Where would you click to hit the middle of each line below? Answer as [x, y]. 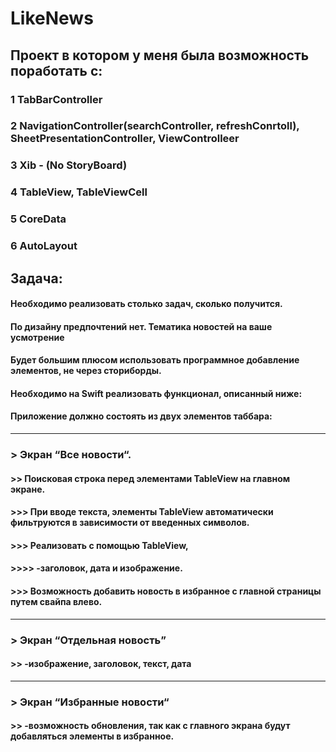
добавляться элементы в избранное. [92, 736]
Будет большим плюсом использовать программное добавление [155, 360]
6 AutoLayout [44, 246]
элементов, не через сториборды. [86, 371]
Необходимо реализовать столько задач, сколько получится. [146, 304]
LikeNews [52, 18]
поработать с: [56, 70]
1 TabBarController [56, 99]
